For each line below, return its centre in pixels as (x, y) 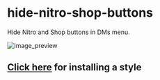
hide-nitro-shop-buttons (80, 13)
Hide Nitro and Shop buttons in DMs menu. (69, 32)
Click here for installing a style (74, 67)
